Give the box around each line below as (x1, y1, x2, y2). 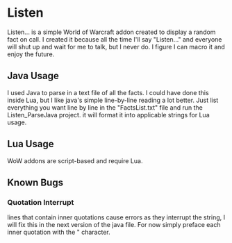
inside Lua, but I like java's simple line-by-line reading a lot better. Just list (7, 96, 219, 104)
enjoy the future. (7, 50, 55, 58)
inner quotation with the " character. (7, 228, 110, 237)
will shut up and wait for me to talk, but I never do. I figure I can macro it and (7, 42, 226, 51)
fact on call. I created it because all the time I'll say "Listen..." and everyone (7, 35, 222, 43)
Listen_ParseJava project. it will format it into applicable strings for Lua (7, 110, 210, 119)
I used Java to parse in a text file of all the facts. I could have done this (7, 88, 210, 97)
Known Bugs (7, 176, 64, 188)
